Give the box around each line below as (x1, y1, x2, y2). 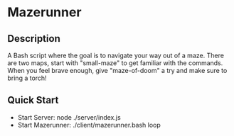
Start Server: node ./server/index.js (17, 113, 121, 121)
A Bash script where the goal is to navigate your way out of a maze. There (7, 51, 224, 59)
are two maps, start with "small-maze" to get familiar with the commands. (7, 59, 223, 67)
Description (7, 33, 60, 45)
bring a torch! (7, 74, 48, 82)
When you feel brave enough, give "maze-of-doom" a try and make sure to (7, 67, 228, 74)
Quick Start (7, 94, 59, 106)
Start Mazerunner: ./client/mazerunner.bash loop (17, 120, 161, 129)
